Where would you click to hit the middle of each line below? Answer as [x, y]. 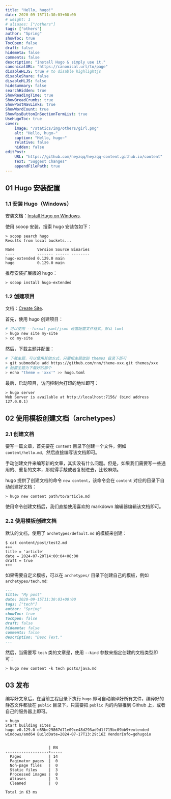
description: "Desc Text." [34, 637]
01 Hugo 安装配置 [33, 188]
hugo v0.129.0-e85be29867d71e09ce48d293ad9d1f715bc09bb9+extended [77, 730]
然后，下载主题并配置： [30, 349]
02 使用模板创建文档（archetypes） [62, 418]
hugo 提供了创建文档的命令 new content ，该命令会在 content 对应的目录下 [83, 480]
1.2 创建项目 [20, 297]
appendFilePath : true [37, 166]
